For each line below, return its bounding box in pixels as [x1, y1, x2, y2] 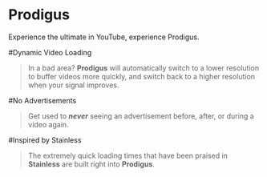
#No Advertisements [8, 95, 77, 105]
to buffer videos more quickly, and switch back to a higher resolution [27, 71, 255, 81]
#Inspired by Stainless [8, 135, 82, 145]
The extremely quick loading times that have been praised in [27, 151, 229, 160]
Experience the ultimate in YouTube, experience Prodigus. [8, 32, 200, 42]
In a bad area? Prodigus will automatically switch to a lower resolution [27, 62, 259, 73]
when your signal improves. [27, 80, 119, 90]
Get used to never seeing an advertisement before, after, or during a [27, 111, 254, 121]
